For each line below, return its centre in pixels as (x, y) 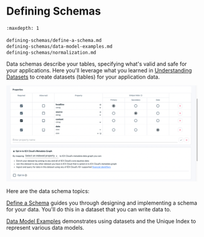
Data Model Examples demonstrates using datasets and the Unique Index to (101, 221)
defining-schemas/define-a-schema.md (54, 40)
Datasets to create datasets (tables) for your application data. (83, 77)
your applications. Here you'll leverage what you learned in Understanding (99, 70)
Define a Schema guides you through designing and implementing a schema (102, 203)
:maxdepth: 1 (23, 28)
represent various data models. (45, 228)
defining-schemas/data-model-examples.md (59, 46)
